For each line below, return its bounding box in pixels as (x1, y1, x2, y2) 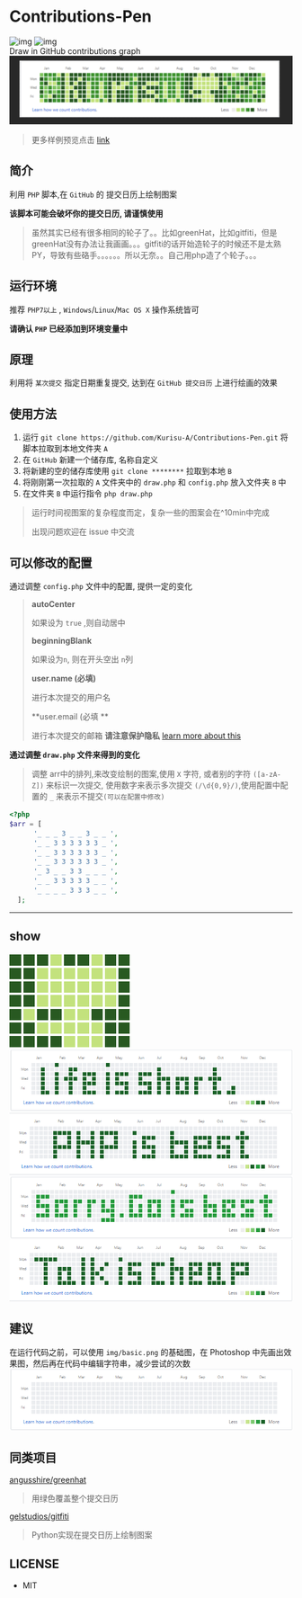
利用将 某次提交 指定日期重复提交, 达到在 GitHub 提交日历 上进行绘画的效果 (9, 378, 278, 388)
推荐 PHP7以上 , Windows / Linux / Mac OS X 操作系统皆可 (9, 304, 200, 315)
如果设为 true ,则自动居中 (31, 618, 126, 629)
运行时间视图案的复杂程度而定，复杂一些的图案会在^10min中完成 (31, 507, 270, 518)
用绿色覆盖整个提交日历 (31, 1493, 119, 1504)
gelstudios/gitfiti (9, 1511, 69, 1522)
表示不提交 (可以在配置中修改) (63, 791, 165, 802)
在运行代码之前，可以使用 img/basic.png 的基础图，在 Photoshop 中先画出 (9, 1346, 284, 1357)
